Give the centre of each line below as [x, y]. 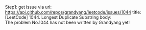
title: [136, 12]
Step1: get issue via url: [28, 7]
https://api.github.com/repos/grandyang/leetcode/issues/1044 [68, 12]
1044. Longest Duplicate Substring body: [70, 17]
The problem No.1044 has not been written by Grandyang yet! [67, 22]
